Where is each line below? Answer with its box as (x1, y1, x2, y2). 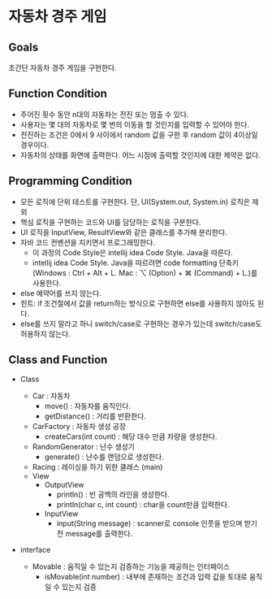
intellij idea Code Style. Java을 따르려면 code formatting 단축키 (32, 258, 240, 267)
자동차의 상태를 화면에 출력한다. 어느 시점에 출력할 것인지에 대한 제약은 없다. (19, 150, 261, 159)
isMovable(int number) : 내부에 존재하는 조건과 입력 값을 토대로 (44, 572, 248, 582)
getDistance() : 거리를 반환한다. (44, 411, 146, 421)
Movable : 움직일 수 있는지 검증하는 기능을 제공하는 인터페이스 (32, 562, 230, 571)
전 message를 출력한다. (56, 529, 133, 539)
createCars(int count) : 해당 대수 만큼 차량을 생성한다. (44, 432, 218, 441)
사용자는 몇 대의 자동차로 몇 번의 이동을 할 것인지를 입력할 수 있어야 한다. (19, 119, 250, 129)
